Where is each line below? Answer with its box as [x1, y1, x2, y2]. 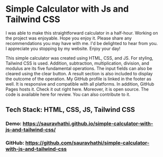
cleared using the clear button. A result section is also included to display [5, 70, 153, 76]
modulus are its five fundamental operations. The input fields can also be [5, 65, 153, 71]
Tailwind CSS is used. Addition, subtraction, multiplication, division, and [5, 60, 149, 66]
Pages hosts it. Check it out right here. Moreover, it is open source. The [5, 86, 149, 92]
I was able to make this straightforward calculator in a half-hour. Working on [5, 30, 158, 36]
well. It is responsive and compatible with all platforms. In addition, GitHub [5, 81, 154, 87]
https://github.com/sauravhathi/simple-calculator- [25, 139, 150, 146]
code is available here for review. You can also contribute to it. [5, 91, 131, 97]
